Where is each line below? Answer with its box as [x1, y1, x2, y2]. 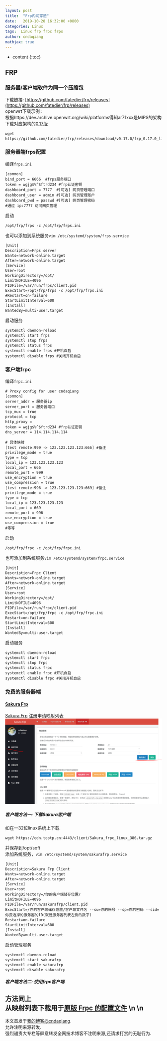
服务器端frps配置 [5, 149, 46, 156]
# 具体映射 [5, 440, 25, 445]
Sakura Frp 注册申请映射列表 [5, 713, 64, 719]
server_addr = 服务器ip [5, 399, 52, 404]
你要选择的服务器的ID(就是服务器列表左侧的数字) [5, 912, 92, 917]
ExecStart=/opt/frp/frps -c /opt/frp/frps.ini [5, 288, 103, 293]
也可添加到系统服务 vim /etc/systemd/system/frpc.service [5, 555, 125, 561]
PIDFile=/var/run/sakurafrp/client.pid [5, 902, 88, 907]
